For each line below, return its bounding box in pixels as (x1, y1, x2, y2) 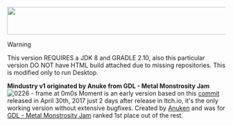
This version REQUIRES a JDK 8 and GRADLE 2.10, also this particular (7, 53, 205, 62)
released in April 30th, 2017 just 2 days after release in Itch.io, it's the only (7, 96, 218, 105)
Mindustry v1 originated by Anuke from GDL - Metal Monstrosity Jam (7, 82, 210, 90)
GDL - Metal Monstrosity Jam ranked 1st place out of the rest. (7, 111, 184, 119)
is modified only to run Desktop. (7, 68, 98, 76)
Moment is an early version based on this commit (78, 89, 220, 97)
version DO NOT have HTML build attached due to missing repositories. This (7, 61, 226, 69)
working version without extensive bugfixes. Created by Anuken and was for (7, 104, 225, 112)
